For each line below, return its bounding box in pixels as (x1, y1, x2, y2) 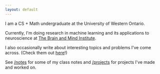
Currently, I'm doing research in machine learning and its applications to (5, 30, 149, 36)
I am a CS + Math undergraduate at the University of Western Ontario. (5, 20, 145, 26)
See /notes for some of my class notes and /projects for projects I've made (5, 59, 155, 65)
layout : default (5, 7, 38, 12)
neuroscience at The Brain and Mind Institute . (5, 35, 96, 41)
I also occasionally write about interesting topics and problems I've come (5, 44, 152, 50)
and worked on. (5, 64, 36, 70)
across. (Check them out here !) (5, 50, 68, 55)
